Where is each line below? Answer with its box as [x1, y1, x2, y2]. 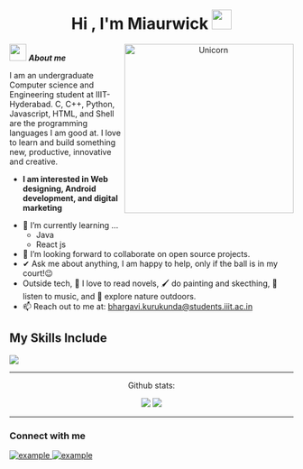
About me [28, 52, 67, 63]
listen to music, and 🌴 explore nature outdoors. [22, 290, 197, 301]
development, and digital [22, 192, 119, 203]
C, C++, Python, [55, 98, 115, 109]
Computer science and [9, 79, 95, 90]
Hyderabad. [9, 98, 54, 109]
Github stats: [127, 380, 176, 391]
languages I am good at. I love [9, 127, 122, 138]
